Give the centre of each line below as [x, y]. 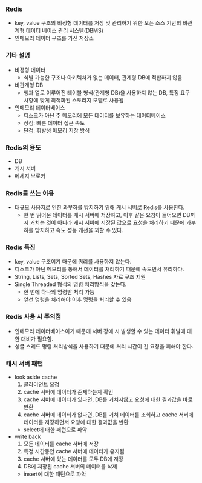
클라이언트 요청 [41, 384]
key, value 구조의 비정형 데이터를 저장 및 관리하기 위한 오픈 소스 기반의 [98, 23]
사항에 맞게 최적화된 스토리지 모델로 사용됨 [74, 100]
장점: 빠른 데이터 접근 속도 [54, 122]
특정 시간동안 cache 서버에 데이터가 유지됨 [74, 451]
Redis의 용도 [24, 147]
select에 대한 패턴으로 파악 [55, 430]
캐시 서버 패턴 [24, 364]
